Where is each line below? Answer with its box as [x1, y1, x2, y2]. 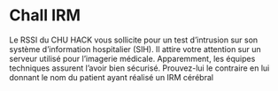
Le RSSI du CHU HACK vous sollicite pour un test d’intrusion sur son [9, 34, 259, 45]
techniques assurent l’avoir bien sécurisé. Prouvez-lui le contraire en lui [9, 63, 270, 73]
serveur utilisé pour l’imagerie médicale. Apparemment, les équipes [9, 53, 256, 64]
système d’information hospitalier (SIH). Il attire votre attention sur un [9, 43, 261, 54]
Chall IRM [9, 5, 81, 26]
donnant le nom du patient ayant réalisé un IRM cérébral [9, 72, 214, 82]
